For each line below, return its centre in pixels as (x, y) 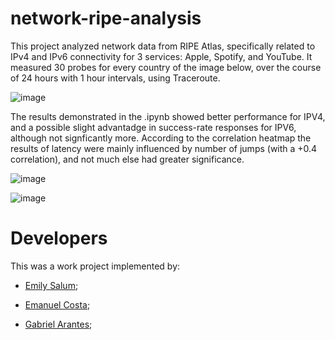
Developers (59, 238)
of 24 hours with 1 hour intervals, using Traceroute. (115, 78)
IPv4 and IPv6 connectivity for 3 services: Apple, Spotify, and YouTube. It (161, 56)
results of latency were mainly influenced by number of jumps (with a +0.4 (164, 148)
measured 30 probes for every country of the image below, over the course (166, 67)
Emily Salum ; (51, 285)
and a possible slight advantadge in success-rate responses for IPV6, (153, 127)
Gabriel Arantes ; (58, 324)
